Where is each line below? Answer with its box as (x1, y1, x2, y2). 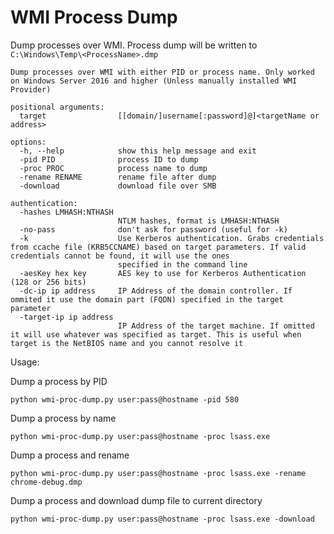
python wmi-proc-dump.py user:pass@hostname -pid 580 (10, 394, 240, 405)
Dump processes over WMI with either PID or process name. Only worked (10, 67, 315, 77)
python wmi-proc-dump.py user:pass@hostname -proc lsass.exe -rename (10, 468, 307, 478)
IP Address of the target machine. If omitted (117, 321, 315, 331)
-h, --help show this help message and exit (19, 146, 257, 156)
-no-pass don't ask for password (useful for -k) (19, 224, 288, 235)
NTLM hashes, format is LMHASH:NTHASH (117, 216, 280, 226)
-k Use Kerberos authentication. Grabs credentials (19, 233, 325, 243)
